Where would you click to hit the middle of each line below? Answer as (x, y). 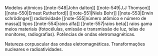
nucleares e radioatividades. (34, 49)
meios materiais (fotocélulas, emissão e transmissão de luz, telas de (75, 29)
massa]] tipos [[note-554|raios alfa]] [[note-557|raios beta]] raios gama (78, 23)
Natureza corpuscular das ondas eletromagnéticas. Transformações (75, 44)
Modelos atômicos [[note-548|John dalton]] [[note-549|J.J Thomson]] (78, 8)
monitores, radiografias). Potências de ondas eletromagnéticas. (70, 34)
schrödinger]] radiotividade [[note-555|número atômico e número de (76, 18)
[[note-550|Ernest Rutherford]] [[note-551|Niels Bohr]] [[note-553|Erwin (79, 13)
